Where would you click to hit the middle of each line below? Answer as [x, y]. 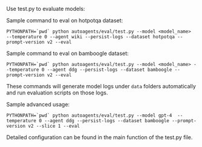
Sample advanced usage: [38, 104]
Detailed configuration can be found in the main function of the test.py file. [99, 137]
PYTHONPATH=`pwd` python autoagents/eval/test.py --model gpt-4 [89, 116]
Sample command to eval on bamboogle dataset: [68, 53]
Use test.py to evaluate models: [46, 9]
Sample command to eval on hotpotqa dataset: [65, 20]
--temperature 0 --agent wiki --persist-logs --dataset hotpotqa [90, 37]
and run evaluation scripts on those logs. [57, 93]
